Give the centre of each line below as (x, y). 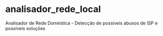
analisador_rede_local (53, 9)
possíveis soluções (26, 28)
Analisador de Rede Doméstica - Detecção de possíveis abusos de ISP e (81, 23)
